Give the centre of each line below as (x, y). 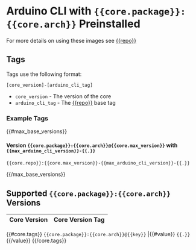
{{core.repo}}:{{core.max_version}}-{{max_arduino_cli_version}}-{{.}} (98, 163)
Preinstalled (109, 24)
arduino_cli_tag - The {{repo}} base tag (65, 102)
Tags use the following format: (44, 74)
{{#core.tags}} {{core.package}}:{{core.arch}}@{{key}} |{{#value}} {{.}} (98, 234)
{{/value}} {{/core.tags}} (36, 241)
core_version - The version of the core (63, 96)
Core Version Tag (79, 220)
